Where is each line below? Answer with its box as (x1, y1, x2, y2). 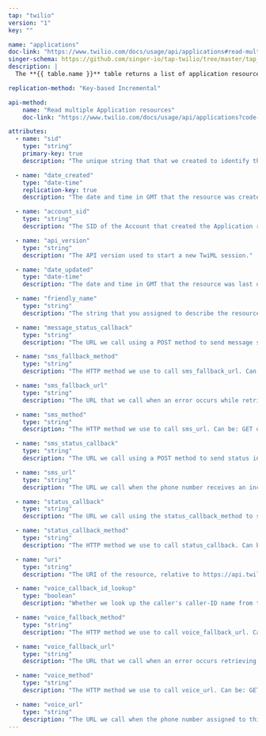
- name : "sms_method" (15, 411, 87, 419)
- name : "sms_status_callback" (15, 440, 119, 448)
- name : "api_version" (15, 237, 90, 245)
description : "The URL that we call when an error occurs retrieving (22, 658, 257, 666)
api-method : (8, 98, 47, 107)
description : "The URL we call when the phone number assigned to (22, 715, 246, 723)
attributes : (8, 127, 47, 135)
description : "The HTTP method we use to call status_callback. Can (22, 541, 253, 549)
